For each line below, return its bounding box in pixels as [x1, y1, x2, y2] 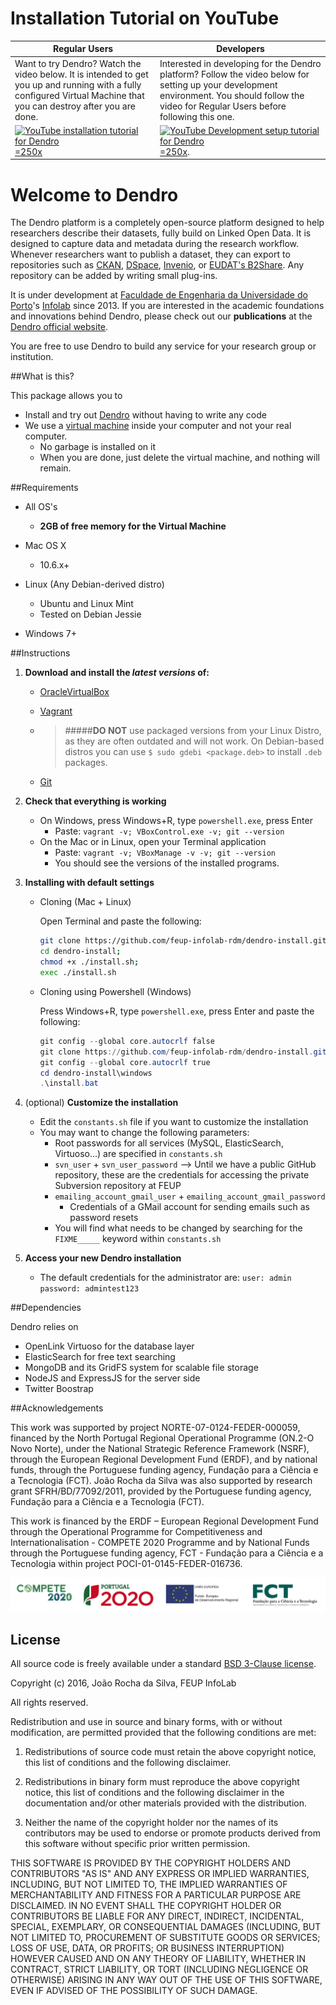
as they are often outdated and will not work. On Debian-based [64, 735, 325, 747]
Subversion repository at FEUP [54, 1180, 182, 1192]
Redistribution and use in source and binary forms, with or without [10, 1716, 283, 1728]
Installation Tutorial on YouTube [10, 7, 280, 30]
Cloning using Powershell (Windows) [39, 985, 192, 997]
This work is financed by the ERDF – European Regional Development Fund [10, 1515, 319, 1527]
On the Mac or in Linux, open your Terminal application [39, 836, 267, 848]
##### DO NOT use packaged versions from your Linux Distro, [64, 725, 322, 737]
